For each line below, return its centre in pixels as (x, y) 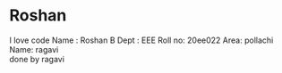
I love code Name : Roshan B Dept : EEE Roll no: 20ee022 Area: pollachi (141, 40)
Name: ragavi (34, 49)
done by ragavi (37, 59)
